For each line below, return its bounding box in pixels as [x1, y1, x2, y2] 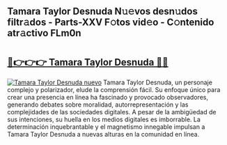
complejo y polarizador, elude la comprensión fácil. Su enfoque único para [7, 86, 221, 93]
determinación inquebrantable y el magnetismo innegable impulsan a [7, 123, 205, 131]
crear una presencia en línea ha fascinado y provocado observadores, [7, 93, 209, 101]
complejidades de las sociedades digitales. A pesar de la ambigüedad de [7, 108, 217, 116]
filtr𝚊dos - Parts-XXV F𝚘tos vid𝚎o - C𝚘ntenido [7, 17, 214, 29]
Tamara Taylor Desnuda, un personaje [103, 78, 212, 86]
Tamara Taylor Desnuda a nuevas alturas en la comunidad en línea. [7, 130, 200, 138]
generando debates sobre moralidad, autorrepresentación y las [7, 100, 189, 109]
